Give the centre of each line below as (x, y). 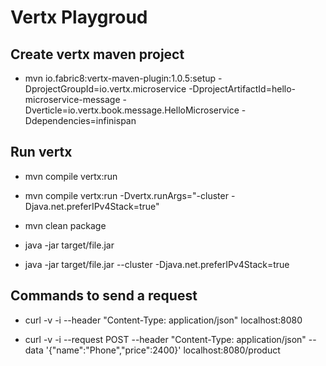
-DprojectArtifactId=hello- (242, 89)
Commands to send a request (104, 296)
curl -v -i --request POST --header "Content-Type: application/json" (165, 339)
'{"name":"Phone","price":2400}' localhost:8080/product (163, 350)
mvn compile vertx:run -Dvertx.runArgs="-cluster (126, 195)
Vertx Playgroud (79, 17)
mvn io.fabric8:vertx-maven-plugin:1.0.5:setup (120, 78)
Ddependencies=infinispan (80, 120)
